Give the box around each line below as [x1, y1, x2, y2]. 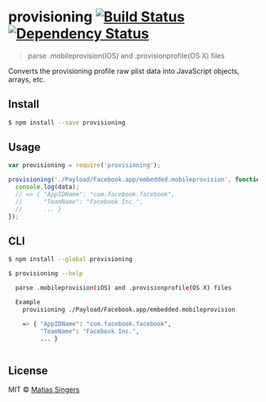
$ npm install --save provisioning [8, 119, 126, 127]
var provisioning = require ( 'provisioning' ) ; [8, 161, 161, 169]
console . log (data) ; [15, 183, 80, 192]
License [8, 364, 48, 377]
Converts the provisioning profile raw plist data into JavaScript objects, [8, 66, 240, 75]
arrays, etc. [8, 74, 46, 84]
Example [15, 298, 41, 306]
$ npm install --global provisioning [8, 256, 133, 264]
